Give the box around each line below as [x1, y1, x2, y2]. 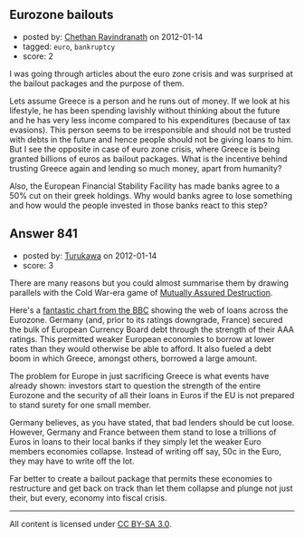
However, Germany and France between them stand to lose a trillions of [9, 426, 277, 437]
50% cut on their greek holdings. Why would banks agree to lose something [9, 190, 293, 201]
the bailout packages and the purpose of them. [9, 77, 185, 89]
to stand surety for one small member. [9, 399, 152, 410]
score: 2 [22, 50, 54, 62]
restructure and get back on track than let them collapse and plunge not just [9, 483, 293, 494]
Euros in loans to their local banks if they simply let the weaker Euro [9, 435, 261, 447]
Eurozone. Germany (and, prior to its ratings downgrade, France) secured [9, 314, 283, 325]
